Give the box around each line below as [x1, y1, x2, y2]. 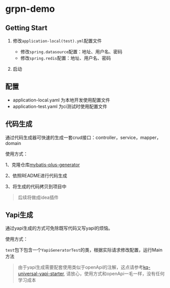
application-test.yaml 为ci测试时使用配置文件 [12, 103, 108, 109]
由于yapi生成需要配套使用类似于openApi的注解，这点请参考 [17, 264, 143, 271]
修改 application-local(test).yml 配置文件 [12, 38, 102, 44]
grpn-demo [5, 3, 55, 15]
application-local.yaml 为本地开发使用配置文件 [12, 97, 111, 103]
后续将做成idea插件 [17, 194, 59, 200]
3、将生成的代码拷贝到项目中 [5, 183, 67, 190]
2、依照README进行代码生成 [5, 172, 68, 178]
